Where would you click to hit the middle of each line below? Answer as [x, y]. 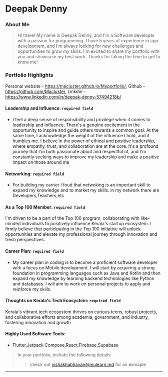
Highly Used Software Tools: [35, 334]
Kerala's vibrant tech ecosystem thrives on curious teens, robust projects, [81, 312]
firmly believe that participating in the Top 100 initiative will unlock [73, 229]
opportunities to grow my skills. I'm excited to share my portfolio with [88, 51]
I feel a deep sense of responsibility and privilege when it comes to [81, 119]
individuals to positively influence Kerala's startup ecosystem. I [86, 224]
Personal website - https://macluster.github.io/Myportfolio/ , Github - [75, 86]
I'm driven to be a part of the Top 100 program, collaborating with [72, 218]
